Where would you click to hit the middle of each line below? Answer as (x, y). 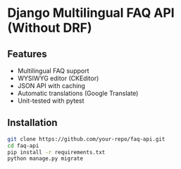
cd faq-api (23, 146)
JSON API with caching (51, 86)
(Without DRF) (50, 28)
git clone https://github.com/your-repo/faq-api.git (86, 139)
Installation (32, 123)
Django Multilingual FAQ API (91, 13)
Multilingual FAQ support (53, 71)
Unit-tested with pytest (51, 101)
